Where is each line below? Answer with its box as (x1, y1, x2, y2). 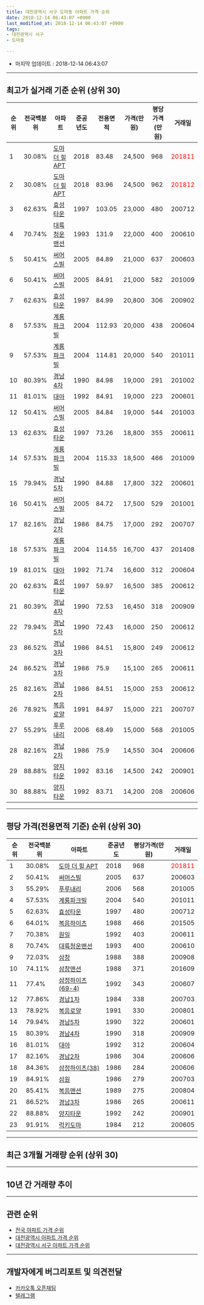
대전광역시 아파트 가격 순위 (15, 1234, 79, 1242)
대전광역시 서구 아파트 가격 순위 (15, 1242, 90, 1249)
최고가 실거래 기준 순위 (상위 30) (6, 85, 121, 96)
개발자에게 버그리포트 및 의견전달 (6, 1267, 123, 1277)
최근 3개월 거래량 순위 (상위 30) (6, 1150, 118, 1161)
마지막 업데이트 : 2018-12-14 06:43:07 (15, 60, 108, 67)
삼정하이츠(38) (58, 1064, 100, 1072)
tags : (6, 26, 20, 32)
